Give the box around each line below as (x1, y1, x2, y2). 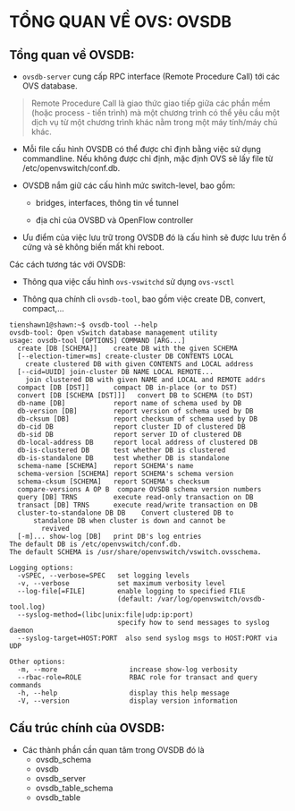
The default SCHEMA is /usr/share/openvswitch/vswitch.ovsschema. (9, 548, 262, 557)
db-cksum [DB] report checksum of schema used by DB (17, 414, 257, 423)
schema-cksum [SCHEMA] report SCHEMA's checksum (17, 477, 210, 486)
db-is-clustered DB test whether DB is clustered (17, 446, 226, 455)
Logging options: (9, 563, 74, 572)
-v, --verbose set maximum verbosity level (17, 579, 226, 588)
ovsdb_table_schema (35, 782, 114, 793)
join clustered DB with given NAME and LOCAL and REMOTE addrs (25, 375, 266, 384)
